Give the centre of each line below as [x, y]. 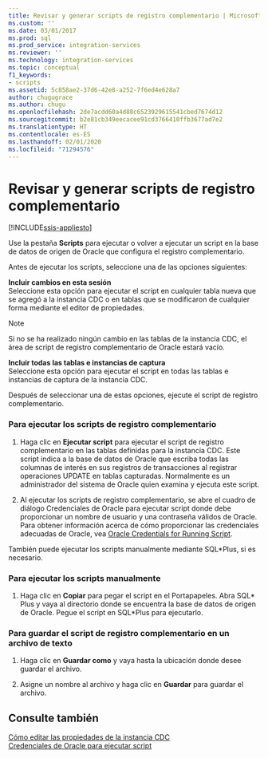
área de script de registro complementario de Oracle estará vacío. [116, 347]
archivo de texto [41, 643]
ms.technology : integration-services [71, 61]
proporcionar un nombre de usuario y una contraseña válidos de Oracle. [138, 516]
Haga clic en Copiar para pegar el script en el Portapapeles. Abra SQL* [137, 595]
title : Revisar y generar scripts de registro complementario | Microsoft [135, 16]
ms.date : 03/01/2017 [43, 30]
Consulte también [53, 718]
